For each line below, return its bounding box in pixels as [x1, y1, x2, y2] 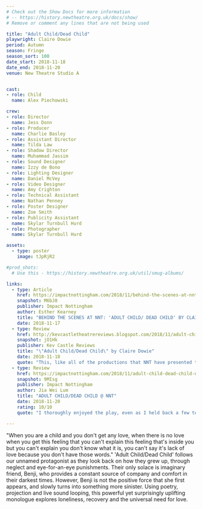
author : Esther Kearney [17, 309, 77, 315]
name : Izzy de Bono [11, 164, 61, 170]
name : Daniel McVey [11, 175, 61, 181]
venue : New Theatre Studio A [6, 70, 79, 76]
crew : [6, 108, 20, 114]
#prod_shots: [6, 264, 39, 270]
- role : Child [6, 92, 42, 98]
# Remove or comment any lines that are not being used [6, 20, 149, 26]
